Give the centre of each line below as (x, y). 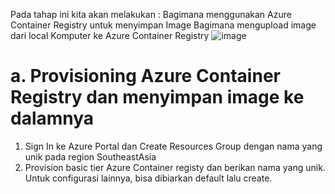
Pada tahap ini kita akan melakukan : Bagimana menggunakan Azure (151, 14)
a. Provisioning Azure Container (145, 76)
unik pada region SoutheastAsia (90, 156)
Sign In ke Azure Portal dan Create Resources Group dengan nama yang (173, 146)
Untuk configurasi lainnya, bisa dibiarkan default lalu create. (148, 178)
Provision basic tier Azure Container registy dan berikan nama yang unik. (175, 167)
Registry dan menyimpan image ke (157, 97)
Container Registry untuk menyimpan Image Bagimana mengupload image (163, 25)
